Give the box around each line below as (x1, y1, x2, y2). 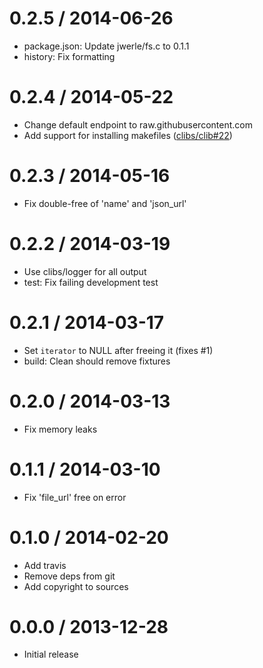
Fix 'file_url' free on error (23, 491, 127, 503)
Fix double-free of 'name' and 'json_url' (23, 197, 187, 209)
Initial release (23, 648, 79, 661)
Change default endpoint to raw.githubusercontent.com (23, 118, 253, 131)
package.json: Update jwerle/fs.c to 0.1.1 (23, 40, 190, 52)
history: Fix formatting (23, 50, 116, 62)
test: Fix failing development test (23, 276, 159, 288)
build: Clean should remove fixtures (23, 355, 171, 367)
